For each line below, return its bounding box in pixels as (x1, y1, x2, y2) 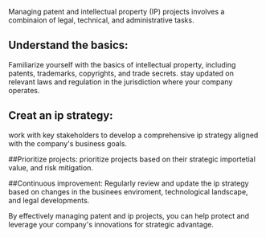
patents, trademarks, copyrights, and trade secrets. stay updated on (8, 68, 235, 78)
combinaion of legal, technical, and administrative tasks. (8, 15, 194, 25)
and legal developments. (8, 195, 90, 205)
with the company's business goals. (8, 138, 127, 148)
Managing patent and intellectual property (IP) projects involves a (8, 7, 225, 16)
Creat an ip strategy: (8, 108, 114, 123)
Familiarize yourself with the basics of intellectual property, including (8, 59, 236, 69)
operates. (8, 85, 40, 95)
